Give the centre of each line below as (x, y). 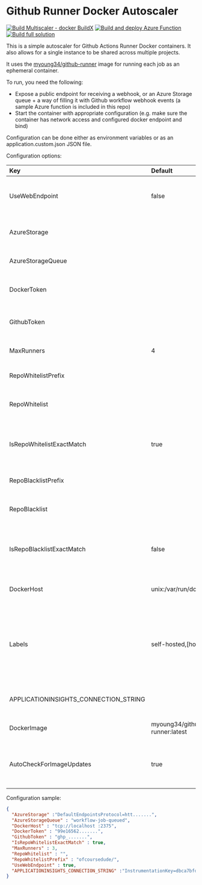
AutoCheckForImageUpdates (50, 764)
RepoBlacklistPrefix (37, 480)
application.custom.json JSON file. (49, 144)
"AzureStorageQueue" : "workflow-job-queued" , (71, 820)
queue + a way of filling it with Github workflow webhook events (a (98, 100)
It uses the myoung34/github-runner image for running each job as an (93, 64)
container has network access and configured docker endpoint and (98, 120)
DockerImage (28, 727)
